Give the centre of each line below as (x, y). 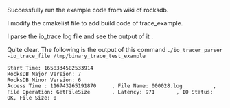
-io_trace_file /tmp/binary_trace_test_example (77, 56)
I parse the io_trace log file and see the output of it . (80, 36)
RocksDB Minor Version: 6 (44, 80)
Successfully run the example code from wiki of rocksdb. (88, 10)
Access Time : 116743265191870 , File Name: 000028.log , (112, 86)
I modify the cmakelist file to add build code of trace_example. (95, 23)
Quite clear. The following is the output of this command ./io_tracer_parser (115, 50)
